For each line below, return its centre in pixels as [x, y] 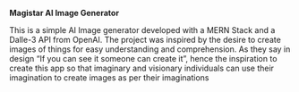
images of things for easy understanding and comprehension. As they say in [150, 49]
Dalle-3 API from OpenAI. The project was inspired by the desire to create [145, 40]
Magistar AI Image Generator [64, 13]
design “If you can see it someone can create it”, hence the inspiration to [143, 59]
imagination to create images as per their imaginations [109, 78]
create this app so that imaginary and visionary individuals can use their [142, 68]
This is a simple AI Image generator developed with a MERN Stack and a [142, 30]
